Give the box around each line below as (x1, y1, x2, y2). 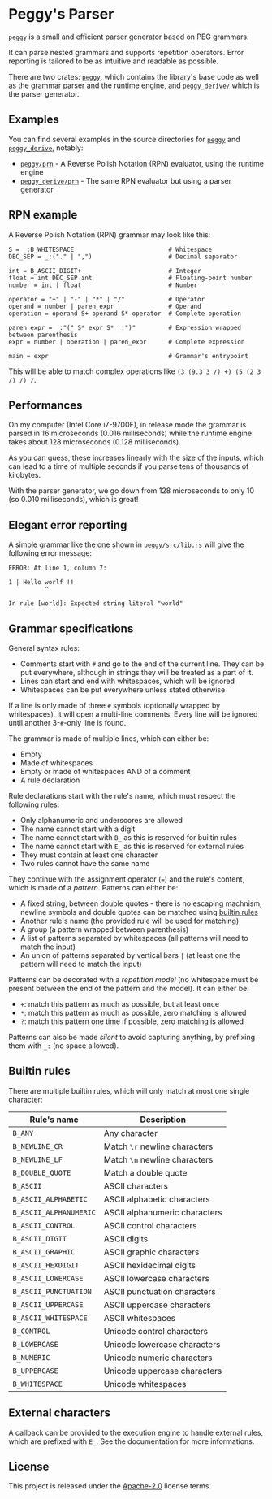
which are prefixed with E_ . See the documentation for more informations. (8, 1436, 255, 1446)
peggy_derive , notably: (8, 143, 84, 153)
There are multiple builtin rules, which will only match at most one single (8, 1085, 250, 1095)
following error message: (8, 548, 92, 558)
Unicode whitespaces (103, 1378, 187, 1389)
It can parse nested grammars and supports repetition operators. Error (8, 47, 244, 57)
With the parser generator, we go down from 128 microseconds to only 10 (8, 486, 254, 496)
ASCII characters (103, 1180, 169, 1191)
